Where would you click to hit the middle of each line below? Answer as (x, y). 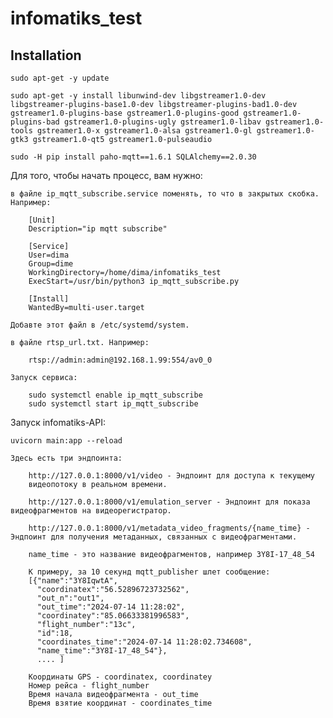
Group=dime (51, 264)
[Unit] (42, 220)
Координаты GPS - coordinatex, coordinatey (120, 677)
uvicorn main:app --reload (66, 441)
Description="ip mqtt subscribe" (98, 229)
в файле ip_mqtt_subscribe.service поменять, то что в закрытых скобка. (165, 194)
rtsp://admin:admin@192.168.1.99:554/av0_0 (120, 360)
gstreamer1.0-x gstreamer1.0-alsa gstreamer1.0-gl (144, 131)
